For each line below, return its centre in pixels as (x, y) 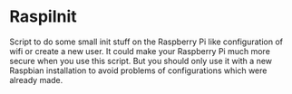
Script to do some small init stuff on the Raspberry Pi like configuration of (146, 42)
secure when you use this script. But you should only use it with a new (141, 61)
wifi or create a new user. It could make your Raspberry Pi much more (140, 51)
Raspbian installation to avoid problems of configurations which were (138, 70)
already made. (36, 80)
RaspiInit (43, 17)
